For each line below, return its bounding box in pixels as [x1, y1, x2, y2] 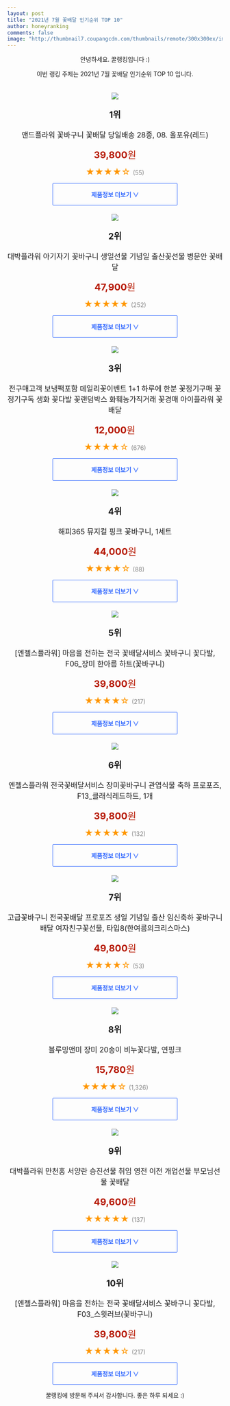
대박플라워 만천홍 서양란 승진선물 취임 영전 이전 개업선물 [10, 1167, 192, 1177]
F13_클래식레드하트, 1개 [77, 791, 153, 801]
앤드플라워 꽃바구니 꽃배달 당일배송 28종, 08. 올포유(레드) [21, 131, 209, 140]
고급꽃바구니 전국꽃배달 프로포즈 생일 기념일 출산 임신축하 [7, 913, 194, 922]
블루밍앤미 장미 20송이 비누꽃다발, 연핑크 [48, 1045, 182, 1055]
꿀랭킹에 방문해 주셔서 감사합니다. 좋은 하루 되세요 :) [45, 1392, 185, 1400]
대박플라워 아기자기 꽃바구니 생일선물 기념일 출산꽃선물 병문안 [7, 252, 207, 262]
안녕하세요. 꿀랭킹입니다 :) [79, 56, 151, 64]
